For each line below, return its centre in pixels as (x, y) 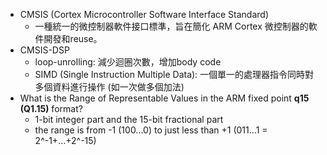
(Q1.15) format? (51, 108)
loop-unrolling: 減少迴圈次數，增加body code (128, 62)
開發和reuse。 (73, 38)
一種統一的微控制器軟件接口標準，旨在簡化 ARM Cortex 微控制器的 (171, 26)
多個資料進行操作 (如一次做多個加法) (109, 87)
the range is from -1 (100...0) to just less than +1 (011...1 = (151, 130)
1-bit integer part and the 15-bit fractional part (129, 119)
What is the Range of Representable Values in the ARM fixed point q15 (164, 98)
